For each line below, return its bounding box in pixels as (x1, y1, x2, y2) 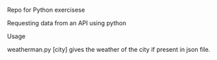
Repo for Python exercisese (7, 6, 86, 14)
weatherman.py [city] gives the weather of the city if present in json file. (7, 46, 211, 53)
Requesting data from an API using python (7, 19, 127, 27)
